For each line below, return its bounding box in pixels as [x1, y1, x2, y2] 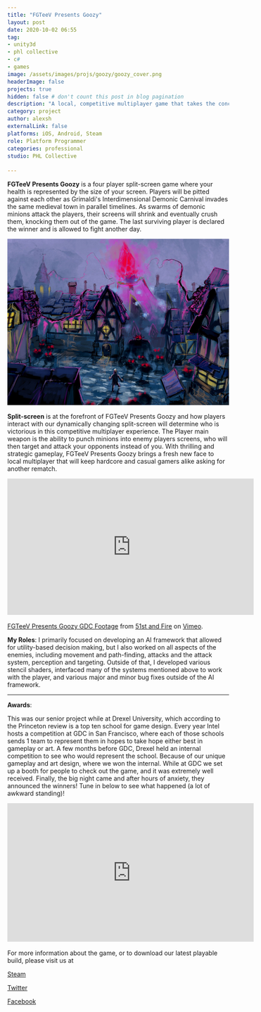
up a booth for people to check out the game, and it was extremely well [7, 767, 214, 776]
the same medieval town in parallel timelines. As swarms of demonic [7, 203, 205, 211]
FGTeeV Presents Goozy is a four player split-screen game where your [7, 180, 213, 189]
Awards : [7, 701, 32, 709]
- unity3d [7, 41, 37, 49]
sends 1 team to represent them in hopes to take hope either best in [7, 737, 203, 745]
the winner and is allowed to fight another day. [7, 225, 142, 234]
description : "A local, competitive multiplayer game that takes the [7, 101, 216, 108]
